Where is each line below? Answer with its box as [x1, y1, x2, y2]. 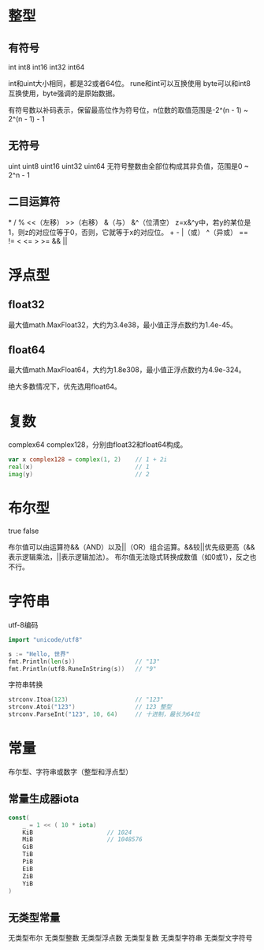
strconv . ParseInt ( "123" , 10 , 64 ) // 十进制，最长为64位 [8, 710, 200, 718]
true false [8, 526, 39, 535]
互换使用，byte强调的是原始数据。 [8, 88, 120, 98]
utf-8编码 [8, 620, 39, 629]
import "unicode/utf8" [8, 635, 83, 643]
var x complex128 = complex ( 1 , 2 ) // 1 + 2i [8, 456, 168, 464]
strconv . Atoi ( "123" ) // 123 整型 [8, 703, 172, 711]
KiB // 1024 [22, 829, 132, 836]
